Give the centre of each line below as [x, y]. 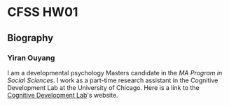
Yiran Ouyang [31, 58]
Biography [30, 38]
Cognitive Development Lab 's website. [63, 95]
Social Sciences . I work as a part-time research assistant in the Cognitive [113, 80]
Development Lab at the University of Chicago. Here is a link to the [103, 87]
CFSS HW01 [43, 12]
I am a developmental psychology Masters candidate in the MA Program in [115, 73]
